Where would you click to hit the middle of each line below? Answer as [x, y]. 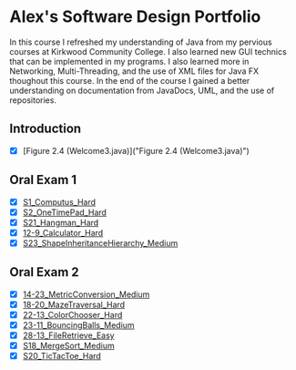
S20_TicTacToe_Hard [62, 356]
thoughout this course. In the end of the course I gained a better [130, 80]
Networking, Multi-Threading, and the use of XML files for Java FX [134, 71]
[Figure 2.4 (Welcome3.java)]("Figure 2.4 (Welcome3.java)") [136, 150]
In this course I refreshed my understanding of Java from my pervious [141, 42]
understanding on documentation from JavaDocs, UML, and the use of [142, 90]
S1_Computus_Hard [59, 201]
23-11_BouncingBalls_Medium [78, 324]
